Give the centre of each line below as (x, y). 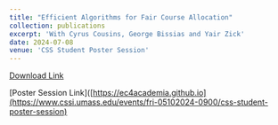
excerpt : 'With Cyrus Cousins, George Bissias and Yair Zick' (127, 34)
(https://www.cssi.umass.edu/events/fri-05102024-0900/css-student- (139, 102)
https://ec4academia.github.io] (150, 93)
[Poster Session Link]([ (51, 93)
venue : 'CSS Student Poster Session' (79, 51)
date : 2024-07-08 (41, 42)
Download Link (37, 75)
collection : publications (57, 26)
